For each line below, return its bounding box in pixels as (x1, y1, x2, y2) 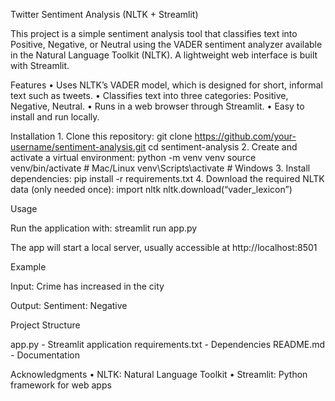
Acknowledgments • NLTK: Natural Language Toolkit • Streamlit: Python (10, 369, 308, 380)
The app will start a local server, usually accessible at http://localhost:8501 (10, 242, 318, 253)
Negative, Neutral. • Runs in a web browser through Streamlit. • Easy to (10, 100, 305, 112)
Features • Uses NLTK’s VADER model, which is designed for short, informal (10, 79, 323, 91)
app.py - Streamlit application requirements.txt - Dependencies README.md (10, 339, 326, 350)
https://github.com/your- (194, 130, 297, 142)
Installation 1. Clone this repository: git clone (10, 130, 193, 142)
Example (10, 261, 47, 273)
